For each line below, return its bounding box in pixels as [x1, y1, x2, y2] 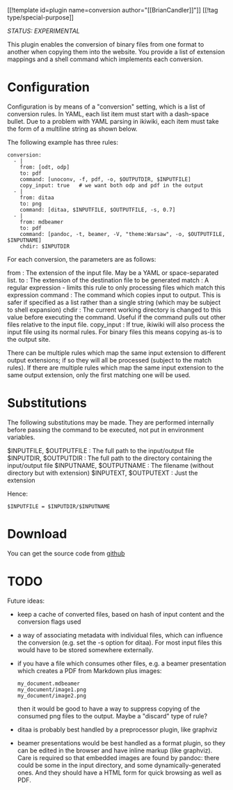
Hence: [7, 489, 29, 498]
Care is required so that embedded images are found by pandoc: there [17, 753, 220, 761]
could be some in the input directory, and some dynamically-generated [17, 761, 221, 769]
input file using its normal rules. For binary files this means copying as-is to [7, 327, 223, 336]
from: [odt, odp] [19, 164, 70, 171]
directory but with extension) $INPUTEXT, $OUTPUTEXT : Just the [7, 468, 198, 477]
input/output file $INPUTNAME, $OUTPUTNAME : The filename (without [7, 461, 214, 469]
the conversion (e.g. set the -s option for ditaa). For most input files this [17, 638, 223, 647]
